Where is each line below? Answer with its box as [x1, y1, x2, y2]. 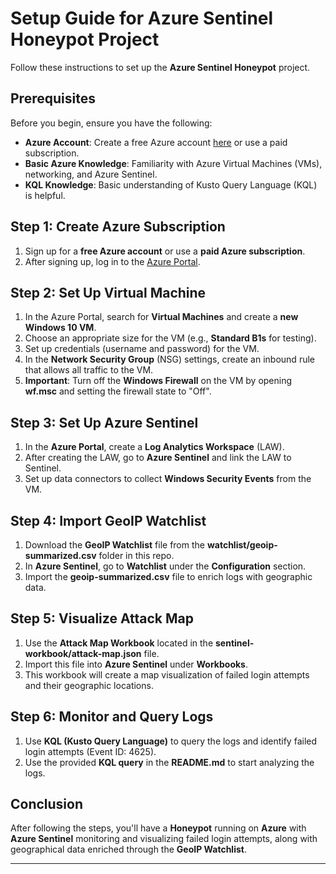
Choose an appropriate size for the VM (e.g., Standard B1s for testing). [24, 332, 317, 344]
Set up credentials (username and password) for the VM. [24, 343, 260, 355]
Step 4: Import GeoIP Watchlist [10, 512, 207, 529]
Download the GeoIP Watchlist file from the [24, 539, 205, 551]
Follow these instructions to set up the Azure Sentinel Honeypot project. [10, 61, 311, 73]
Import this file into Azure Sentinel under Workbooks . [24, 658, 248, 670]
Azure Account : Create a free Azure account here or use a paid [24, 136, 288, 148]
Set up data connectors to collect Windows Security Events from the [24, 473, 312, 485]
